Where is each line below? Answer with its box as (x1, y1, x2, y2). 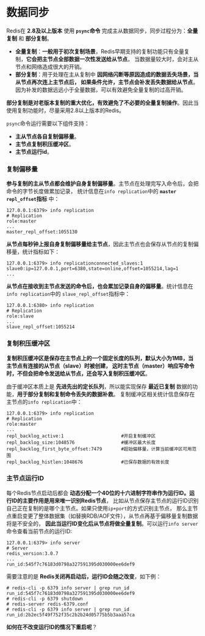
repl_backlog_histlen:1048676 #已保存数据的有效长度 (6, 459, 170, 465)
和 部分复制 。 (18, 34, 52, 42)
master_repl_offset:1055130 (6, 229, 78, 235)
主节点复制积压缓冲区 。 (15, 140, 74, 148)
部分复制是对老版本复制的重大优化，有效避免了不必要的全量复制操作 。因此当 (6, 99, 199, 106)
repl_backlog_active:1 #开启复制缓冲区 (6, 433, 156, 439)
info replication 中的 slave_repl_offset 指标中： (6, 290, 131, 298)
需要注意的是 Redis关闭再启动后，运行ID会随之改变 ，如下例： (6, 572, 162, 580)
